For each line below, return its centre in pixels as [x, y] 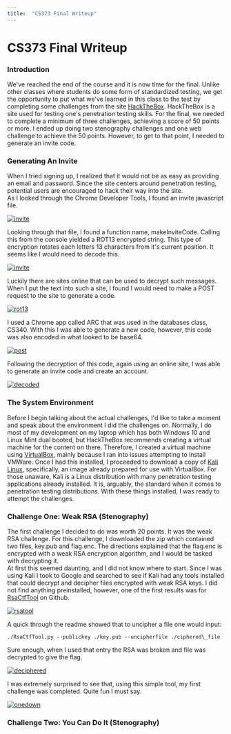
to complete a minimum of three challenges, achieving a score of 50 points [113, 121]
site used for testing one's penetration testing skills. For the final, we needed [116, 114]
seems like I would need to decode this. [63, 254]
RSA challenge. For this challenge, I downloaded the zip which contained [111, 539]
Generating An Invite [42, 161]
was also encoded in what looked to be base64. [75, 337]
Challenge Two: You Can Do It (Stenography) [83, 722]
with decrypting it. [33, 561]
